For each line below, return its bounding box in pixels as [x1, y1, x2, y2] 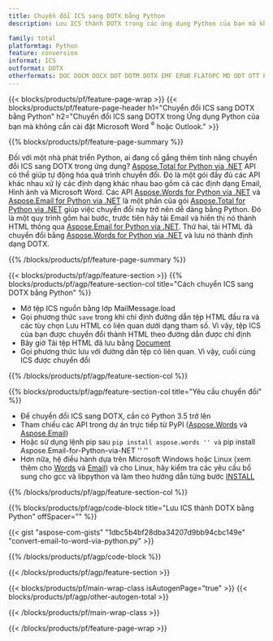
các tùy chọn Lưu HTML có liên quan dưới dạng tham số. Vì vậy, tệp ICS [19, 321, 262, 331]
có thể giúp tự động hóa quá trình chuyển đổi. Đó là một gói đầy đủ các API [8, 170, 261, 180]
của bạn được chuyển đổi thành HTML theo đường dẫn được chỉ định [19, 330, 252, 340]
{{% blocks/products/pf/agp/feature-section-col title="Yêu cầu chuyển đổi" [8, 387, 262, 396]
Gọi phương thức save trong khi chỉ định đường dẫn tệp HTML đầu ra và [19, 312, 260, 322]
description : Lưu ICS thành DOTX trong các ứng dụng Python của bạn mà [8, 19, 256, 28]
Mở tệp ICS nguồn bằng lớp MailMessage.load [19, 304, 175, 314]
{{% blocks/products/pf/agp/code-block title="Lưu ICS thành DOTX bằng [8, 503, 254, 513]
